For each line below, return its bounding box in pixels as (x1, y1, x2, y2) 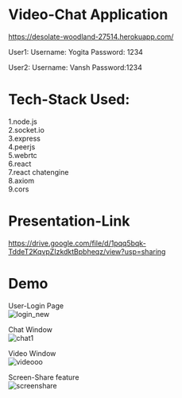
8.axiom (8, 176, 34, 185)
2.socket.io (8, 125, 45, 134)
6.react (8, 159, 32, 168)
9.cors (8, 184, 29, 194)
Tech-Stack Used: (8, 91, 130, 109)
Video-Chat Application (8, 6, 168, 24)
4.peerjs (8, 141, 36, 152)
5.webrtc (8, 150, 37, 160)
